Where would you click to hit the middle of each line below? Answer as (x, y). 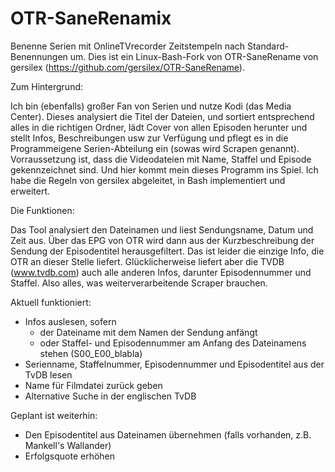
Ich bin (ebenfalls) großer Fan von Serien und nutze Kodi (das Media (151, 106)
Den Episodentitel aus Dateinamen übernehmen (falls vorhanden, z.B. (168, 434)
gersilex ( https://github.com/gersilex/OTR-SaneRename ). (127, 67)
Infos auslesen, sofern (70, 321)
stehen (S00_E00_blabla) (91, 353)
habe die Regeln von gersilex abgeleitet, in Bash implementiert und (148, 180)
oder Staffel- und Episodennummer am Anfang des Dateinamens (173, 343)
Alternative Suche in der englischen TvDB (110, 396)
